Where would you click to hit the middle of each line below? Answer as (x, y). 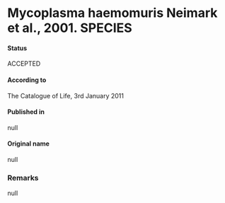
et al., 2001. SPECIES (70, 28)
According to (27, 80)
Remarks (23, 178)
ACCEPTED (24, 64)
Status (17, 48)
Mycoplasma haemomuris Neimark (112, 13)
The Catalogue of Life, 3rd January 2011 (65, 95)
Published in (26, 112)
